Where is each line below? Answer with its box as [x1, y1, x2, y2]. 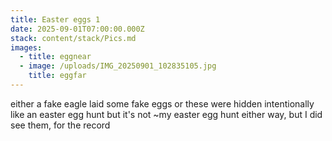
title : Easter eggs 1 [10, 14, 101, 25]
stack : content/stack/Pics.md [10, 33, 137, 43]
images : [10, 42, 43, 53]
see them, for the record [10, 119, 111, 131]
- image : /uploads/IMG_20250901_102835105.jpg [19, 61, 217, 71]
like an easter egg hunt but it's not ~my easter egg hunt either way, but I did [10, 108, 323, 120]
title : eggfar [28, 71, 87, 81]
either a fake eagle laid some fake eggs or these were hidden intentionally [10, 97, 315, 110]
